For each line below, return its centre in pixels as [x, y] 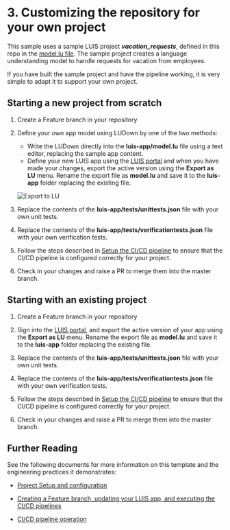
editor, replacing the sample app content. [85, 153]
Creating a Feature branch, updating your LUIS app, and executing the [116, 498]
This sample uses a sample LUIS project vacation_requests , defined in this [114, 46]
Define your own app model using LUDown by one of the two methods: [117, 132]
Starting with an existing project [77, 300]
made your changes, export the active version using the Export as [120, 168]
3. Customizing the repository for [104, 13]
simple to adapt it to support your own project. [73, 81]
